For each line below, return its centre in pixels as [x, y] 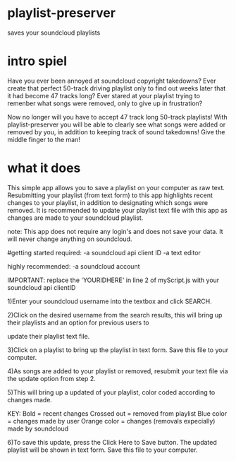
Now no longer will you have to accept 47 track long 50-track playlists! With [117, 117]
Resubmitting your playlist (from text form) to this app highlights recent [110, 195]
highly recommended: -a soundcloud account [74, 266]
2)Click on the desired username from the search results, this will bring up [115, 315]
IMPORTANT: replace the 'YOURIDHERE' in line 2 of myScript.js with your [113, 280]
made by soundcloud [38, 428]
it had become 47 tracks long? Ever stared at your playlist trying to [104, 95]
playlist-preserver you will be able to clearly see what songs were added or [117, 124]
